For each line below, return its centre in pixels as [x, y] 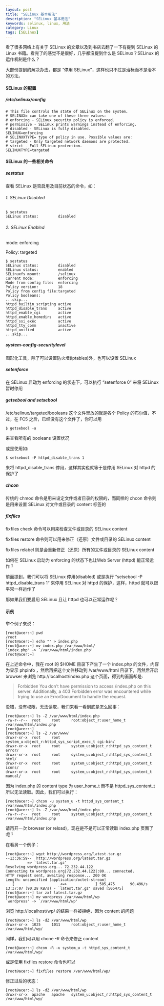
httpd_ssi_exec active [38, 321]
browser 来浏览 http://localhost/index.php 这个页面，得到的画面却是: [74, 676]
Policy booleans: [23, 295]
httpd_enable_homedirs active [38, 317]
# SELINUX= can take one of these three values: [56, 116]
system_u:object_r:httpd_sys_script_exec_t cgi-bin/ [60, 741]
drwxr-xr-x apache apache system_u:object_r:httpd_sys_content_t [79, 994]
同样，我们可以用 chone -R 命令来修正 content [52, 938]
